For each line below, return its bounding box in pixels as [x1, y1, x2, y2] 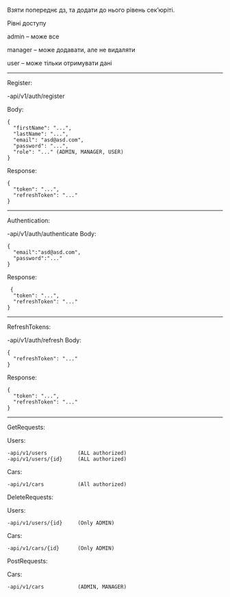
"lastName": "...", [13, 130, 69, 137]
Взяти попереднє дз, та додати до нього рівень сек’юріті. [7, 6, 175, 14]
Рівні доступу [7, 19, 47, 27]
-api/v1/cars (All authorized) [7, 481, 127, 488]
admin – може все [7, 32, 60, 40]
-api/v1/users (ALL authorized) [7, 449, 127, 456]
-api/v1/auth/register [7, 92, 65, 100]
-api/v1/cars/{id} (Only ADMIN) [7, 545, 115, 552]
